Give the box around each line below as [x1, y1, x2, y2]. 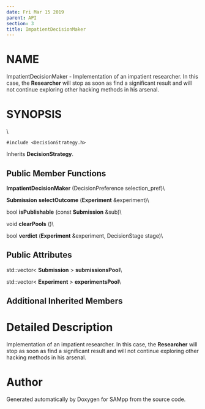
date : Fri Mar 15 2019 [6, 9, 64, 15]
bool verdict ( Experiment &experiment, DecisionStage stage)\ [6, 232, 163, 240]
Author [6, 375, 43, 389]
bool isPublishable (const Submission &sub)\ [6, 208, 122, 216]
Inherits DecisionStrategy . [6, 150, 74, 158]
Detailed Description [6, 321, 113, 335]
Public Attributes [6, 250, 72, 260]
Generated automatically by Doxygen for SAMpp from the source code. [6, 395, 186, 403]
